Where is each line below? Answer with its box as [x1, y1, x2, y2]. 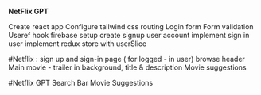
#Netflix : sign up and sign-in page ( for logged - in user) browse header [8, 55, 245, 63]
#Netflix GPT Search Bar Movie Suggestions [8, 78, 154, 87]
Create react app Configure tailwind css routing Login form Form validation [8, 22, 254, 31]
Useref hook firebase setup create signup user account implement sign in [8, 31, 250, 40]
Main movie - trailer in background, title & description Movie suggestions [8, 63, 247, 72]
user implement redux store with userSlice [8, 39, 147, 48]
